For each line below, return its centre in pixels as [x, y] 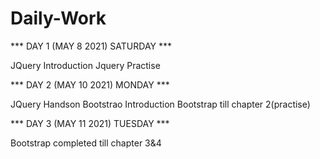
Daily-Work [58, 18]
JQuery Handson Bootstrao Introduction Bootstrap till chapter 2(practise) [160, 104]
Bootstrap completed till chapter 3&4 [86, 143]
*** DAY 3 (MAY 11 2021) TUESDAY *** [90, 123]
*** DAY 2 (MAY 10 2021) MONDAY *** [90, 84]
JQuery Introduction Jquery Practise [85, 65]
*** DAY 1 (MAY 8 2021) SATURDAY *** [91, 46]
